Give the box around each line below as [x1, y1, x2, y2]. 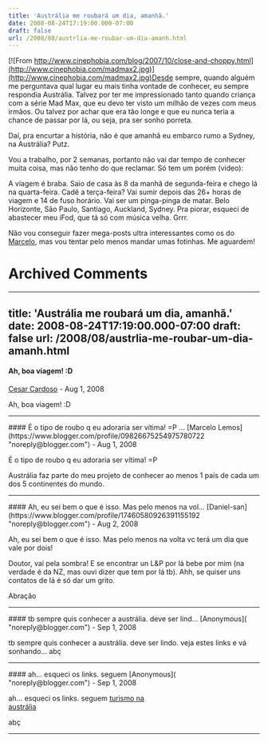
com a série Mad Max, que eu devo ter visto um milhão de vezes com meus [8, 98, 257, 108]
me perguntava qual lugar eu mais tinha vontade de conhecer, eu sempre [8, 82, 249, 91]
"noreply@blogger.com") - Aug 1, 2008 [8, 439, 137, 449]
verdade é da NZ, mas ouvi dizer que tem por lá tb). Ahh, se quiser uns [8, 567, 241, 576]
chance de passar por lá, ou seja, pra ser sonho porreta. [8, 115, 193, 125]
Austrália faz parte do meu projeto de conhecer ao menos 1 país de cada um [8, 470, 259, 480]
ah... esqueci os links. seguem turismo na [8, 693, 145, 703]
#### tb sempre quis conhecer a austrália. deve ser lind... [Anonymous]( [8, 613, 247, 624]
